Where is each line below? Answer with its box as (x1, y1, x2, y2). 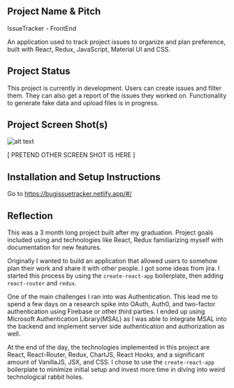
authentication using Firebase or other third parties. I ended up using (7, 307, 205, 316)
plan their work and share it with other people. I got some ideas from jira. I (7, 264, 220, 273)
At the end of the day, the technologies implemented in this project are (7, 343, 210, 352)
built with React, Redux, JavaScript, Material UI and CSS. (7, 45, 171, 53)
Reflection (7, 209, 54, 222)
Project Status (7, 66, 71, 77)
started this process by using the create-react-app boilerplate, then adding (7, 271, 224, 280)
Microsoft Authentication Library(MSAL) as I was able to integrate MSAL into (7, 315, 227, 323)
